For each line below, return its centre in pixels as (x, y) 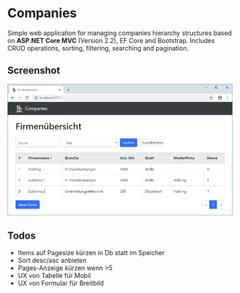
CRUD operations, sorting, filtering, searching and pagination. (98, 48)
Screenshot (34, 70)
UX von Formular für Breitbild (61, 283)
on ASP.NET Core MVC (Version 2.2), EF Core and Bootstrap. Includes (111, 40)
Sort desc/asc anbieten (52, 260)
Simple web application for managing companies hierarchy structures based (120, 33)
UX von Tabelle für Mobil (54, 276)
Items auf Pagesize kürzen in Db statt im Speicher (91, 253)
